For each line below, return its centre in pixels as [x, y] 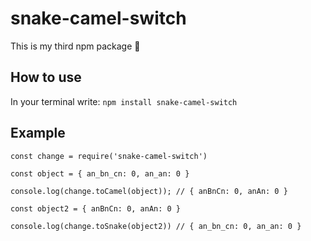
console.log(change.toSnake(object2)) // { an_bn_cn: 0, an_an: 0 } [156, 226]
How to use [46, 77]
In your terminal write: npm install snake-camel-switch [124, 101]
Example [38, 133]
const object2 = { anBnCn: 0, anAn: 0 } [96, 208]
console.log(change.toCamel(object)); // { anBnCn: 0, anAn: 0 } [149, 191]
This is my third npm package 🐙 [75, 46]
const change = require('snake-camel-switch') [109, 156]
